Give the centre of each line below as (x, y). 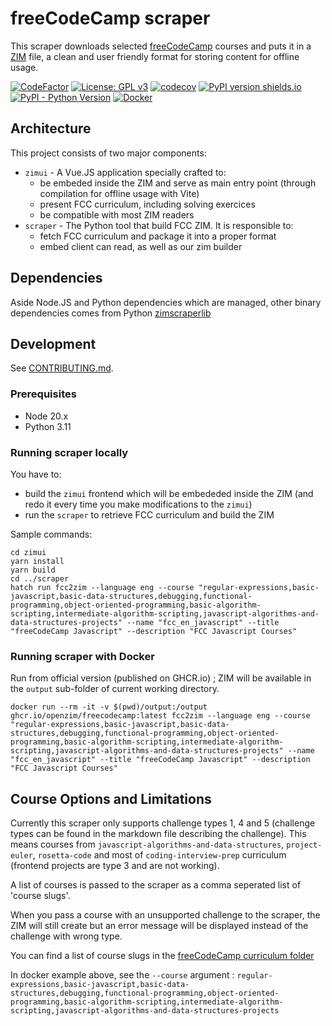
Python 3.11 (48, 426)
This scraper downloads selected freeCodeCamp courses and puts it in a (161, 46)
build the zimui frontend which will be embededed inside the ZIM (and (169, 493)
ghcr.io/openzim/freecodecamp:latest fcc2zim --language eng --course (160, 716)
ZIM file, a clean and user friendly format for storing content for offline (155, 56)
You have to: (36, 474)
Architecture (51, 128)
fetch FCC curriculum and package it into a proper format (158, 236)
